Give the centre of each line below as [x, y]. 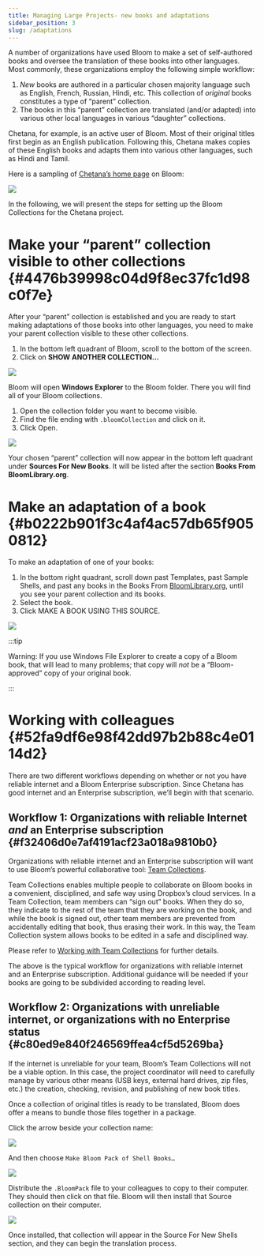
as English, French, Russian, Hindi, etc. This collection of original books [136, 93]
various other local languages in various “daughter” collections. [123, 118]
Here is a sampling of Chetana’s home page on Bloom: [96, 174]
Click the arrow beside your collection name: [81, 1127]
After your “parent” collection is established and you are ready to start [122, 317]
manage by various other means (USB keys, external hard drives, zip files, [128, 1080]
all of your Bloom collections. [55, 396]
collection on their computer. [55, 1205]
